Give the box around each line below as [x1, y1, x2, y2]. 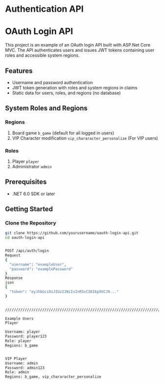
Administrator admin [12, 163, 52, 169]
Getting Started [5, 205, 53, 213]
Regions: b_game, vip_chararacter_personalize [5, 374, 102, 380]
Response [5, 275, 23, 281]
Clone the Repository [5, 220, 57, 226]
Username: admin [5, 361, 38, 365]
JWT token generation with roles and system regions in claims [12, 85, 138, 90]
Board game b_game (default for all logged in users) [12, 130, 115, 136]
